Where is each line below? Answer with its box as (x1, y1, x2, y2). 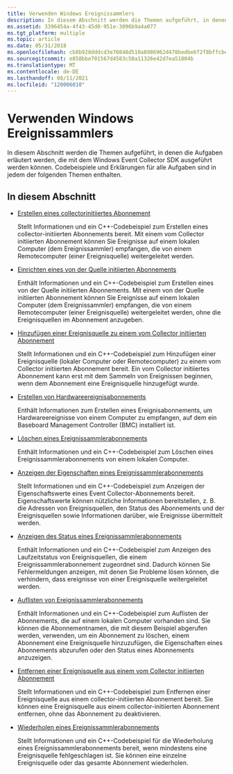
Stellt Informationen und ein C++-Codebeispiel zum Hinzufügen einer (17, 350, 216, 358)
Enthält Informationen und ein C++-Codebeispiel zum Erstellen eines (17, 279, 214, 287)
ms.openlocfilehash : (7, 49, 67, 56)
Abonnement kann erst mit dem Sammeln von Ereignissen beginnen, (17, 372, 214, 380)
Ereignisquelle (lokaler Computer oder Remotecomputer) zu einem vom (17, 358, 221, 365)
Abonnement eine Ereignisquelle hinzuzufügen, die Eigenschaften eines (17, 639, 223, 647)
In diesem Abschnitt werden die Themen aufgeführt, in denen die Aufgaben (7, 148, 223, 157)
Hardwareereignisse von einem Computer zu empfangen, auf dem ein (17, 414, 217, 421)
